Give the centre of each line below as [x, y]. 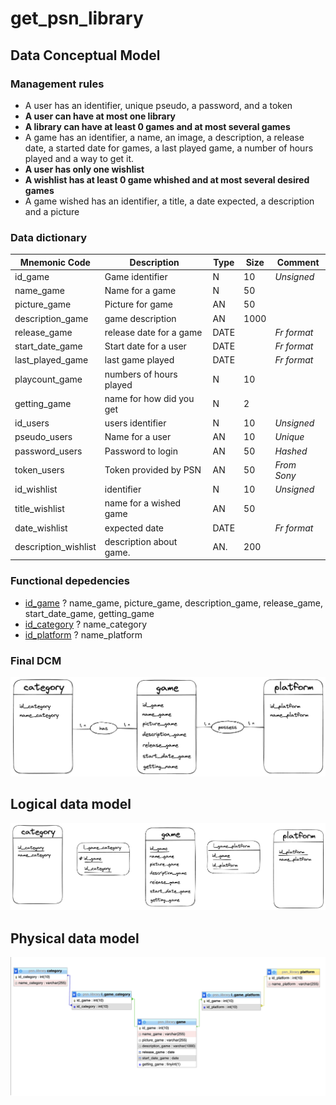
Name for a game [140, 291]
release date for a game [153, 332]
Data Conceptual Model [85, 55]
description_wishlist [55, 547]
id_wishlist [36, 489]
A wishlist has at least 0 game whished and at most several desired [167, 179]
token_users [39, 470]
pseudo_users [43, 437]
